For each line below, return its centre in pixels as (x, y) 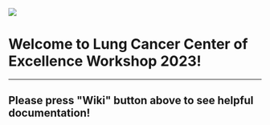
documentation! (49, 113)
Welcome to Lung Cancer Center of (128, 44)
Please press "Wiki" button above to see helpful (131, 101)
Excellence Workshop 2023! (105, 61)
